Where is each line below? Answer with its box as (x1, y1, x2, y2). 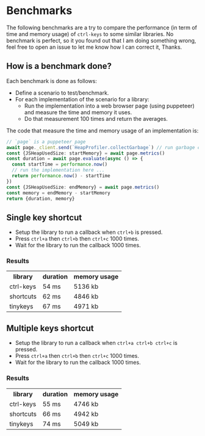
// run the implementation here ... (12, 167, 105, 173)
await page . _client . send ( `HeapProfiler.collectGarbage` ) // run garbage (6, 144, 195, 150)
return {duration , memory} (6, 195, 75, 202)
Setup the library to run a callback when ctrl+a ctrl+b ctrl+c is (15, 340, 178, 347)
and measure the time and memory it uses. (24, 108, 132, 116)
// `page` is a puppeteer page (6, 139, 86, 145)
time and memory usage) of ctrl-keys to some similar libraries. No (6, 30, 174, 37)
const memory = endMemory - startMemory (6, 190, 111, 196)
